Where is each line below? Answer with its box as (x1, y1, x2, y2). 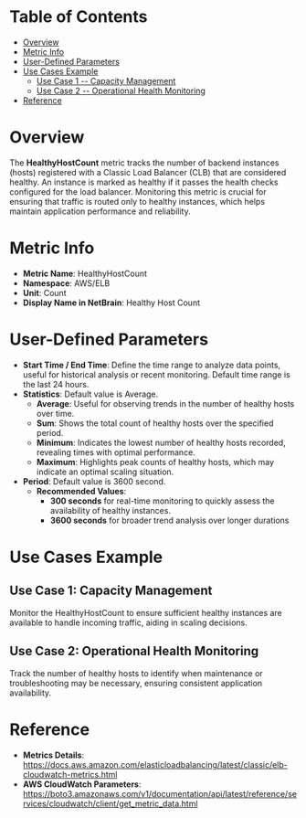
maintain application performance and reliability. (9, 206, 191, 217)
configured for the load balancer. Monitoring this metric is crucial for (9, 186, 267, 197)
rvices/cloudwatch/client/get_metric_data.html (22, 798, 198, 809)
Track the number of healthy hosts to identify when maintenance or (9, 667, 263, 678)
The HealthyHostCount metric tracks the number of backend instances (9, 157, 280, 168)
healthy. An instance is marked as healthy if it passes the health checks (9, 176, 279, 187)
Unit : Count (22, 287, 67, 298)
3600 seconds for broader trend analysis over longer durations (49, 515, 290, 526)
